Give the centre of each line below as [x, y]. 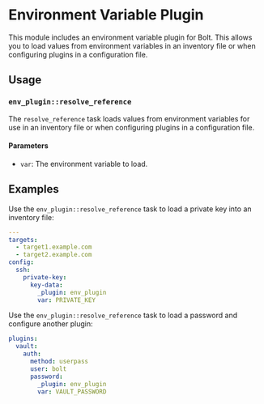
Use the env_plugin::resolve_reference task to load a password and [123, 315]
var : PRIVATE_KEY [66, 300]
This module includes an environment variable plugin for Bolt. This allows [130, 37]
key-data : [46, 285]
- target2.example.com [54, 255]
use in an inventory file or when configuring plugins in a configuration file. [132, 127]
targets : [23, 240]
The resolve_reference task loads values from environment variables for [129, 118]
